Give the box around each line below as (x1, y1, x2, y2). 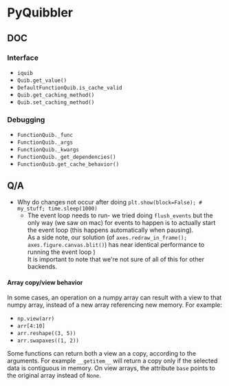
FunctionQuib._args (17, 139, 74, 146)
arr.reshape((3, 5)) (17, 330, 76, 337)
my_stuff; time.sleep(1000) (17, 205, 98, 212)
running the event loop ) (27, 248, 96, 256)
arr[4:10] (17, 323, 46, 330)
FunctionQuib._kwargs (17, 147, 79, 153)
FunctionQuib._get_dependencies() (17, 153, 116, 161)
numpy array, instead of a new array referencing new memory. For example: (7, 301, 222, 309)
